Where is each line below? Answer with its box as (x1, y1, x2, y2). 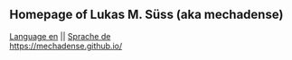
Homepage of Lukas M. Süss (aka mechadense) (9, 7, 284, 22)
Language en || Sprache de (9, 30, 111, 41)
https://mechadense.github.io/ (9, 40, 123, 51)
